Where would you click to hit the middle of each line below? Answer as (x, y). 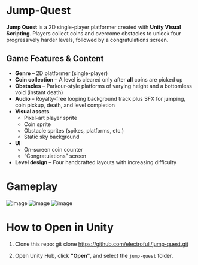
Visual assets (32, 111)
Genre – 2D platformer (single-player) (61, 73)
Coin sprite (37, 124)
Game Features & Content (55, 58)
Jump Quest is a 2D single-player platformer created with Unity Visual (94, 27)
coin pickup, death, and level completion (65, 105)
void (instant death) (39, 92)
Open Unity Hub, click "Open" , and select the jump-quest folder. (94, 255)
